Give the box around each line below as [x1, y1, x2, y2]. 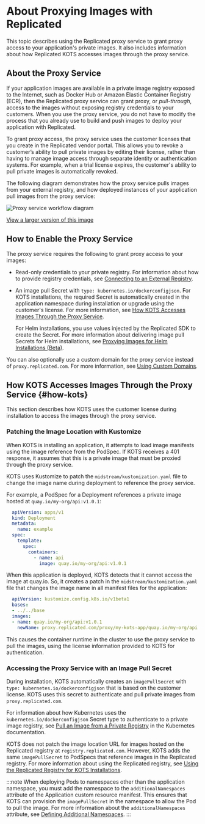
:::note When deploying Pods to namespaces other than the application [6, 778, 185, 786]
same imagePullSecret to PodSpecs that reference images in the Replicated [6, 753, 196, 760]
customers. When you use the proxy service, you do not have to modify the [6, 110, 196, 117]
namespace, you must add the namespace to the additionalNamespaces [6, 784, 185, 792]
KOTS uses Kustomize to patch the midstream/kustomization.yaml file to [6, 472, 187, 480]
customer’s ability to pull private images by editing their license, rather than [6, 148, 195, 155]
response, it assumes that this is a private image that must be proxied [6, 454, 181, 462]
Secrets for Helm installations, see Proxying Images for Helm [15, 337, 168, 345]
